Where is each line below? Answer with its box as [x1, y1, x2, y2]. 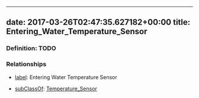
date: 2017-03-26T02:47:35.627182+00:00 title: [6, 17, 191, 27]
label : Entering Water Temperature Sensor [14, 73, 117, 80]
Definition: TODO [6, 44, 56, 53]
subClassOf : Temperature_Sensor [14, 85, 98, 92]
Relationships [6, 60, 47, 68]
